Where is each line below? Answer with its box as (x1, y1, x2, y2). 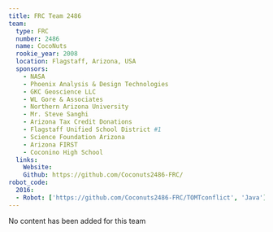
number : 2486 (15, 34, 60, 43)
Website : (23, 164, 53, 172)
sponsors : (15, 65, 49, 73)
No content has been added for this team (8, 216, 146, 225)
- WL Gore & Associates (23, 95, 104, 103)
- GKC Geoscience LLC (23, 87, 96, 96)
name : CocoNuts (15, 42, 67, 50)
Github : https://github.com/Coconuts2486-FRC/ (23, 171, 184, 179)
